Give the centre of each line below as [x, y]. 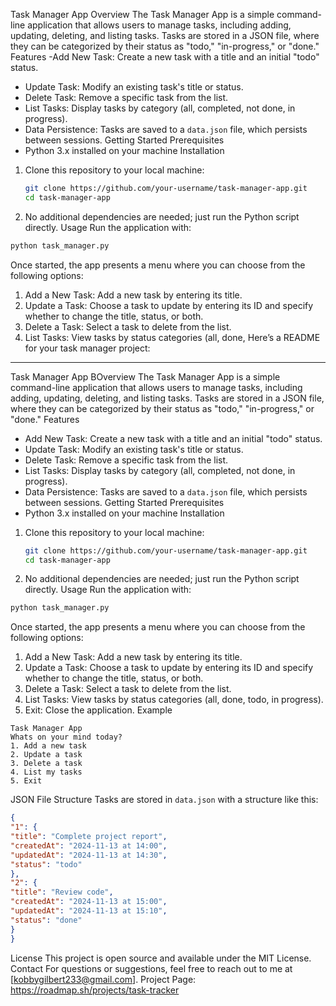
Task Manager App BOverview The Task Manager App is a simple [145, 376]
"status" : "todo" [46, 864]
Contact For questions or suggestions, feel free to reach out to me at [151, 968]
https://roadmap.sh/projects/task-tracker [95, 990]
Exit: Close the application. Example [98, 710]
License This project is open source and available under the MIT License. [161, 958]
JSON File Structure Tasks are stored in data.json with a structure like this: [164, 800]
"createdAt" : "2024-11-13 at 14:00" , [89, 845]
